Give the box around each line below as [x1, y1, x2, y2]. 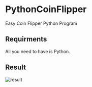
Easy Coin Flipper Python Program [5, 20, 78, 26]
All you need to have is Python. [5, 48, 70, 54]
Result [5, 63, 26, 72]
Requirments [5, 35, 47, 43]
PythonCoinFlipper [5, 4, 87, 15]
